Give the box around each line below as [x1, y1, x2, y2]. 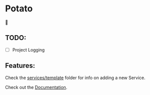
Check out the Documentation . [5, 84, 68, 90]
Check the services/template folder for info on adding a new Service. [5, 75, 146, 81]
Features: [5, 61, 36, 70]
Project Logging [12, 47, 45, 52]
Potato [5, 3, 33, 14]
